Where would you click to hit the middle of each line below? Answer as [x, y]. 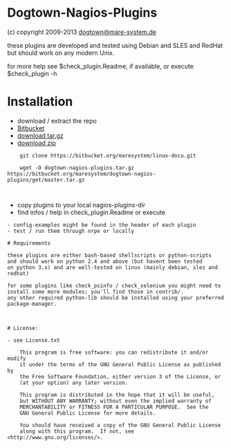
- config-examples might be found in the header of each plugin [102, 225]
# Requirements [29, 243]
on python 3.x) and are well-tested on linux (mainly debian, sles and [112, 267]
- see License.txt [34, 340]
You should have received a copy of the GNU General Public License [120, 425]
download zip [37, 143]
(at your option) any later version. [74, 383]
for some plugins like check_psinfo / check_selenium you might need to [114, 286]
